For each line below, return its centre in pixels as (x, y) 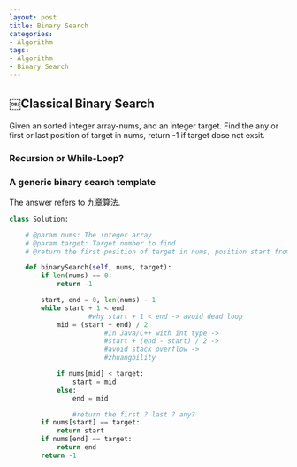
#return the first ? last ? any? (134, 414)
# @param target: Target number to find (100, 243)
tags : (19, 51)
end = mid (90, 398)
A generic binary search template (83, 182)
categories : (31, 34)
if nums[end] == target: (87, 440)
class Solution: (39, 219)
